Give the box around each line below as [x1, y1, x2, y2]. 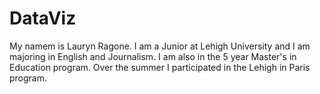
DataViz [9, 7, 77, 30]
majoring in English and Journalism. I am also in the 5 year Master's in [9, 50, 297, 62]
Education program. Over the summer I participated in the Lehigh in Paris [9, 61, 311, 73]
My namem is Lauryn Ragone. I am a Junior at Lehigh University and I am [9, 40, 311, 52]
